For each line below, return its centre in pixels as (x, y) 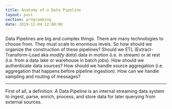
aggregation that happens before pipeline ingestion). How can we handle (82, 71)
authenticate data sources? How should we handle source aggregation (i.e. (84, 66)
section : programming (28, 19)
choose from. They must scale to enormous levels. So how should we (79, 44)
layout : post (19, 15)
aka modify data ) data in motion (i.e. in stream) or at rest (100, 55)
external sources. (24, 102)
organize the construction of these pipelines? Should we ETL (69, 49)
